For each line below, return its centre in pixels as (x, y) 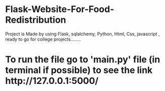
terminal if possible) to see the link (79, 70)
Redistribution (36, 20)
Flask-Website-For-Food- (60, 9)
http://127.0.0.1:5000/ (52, 81)
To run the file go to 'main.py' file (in (83, 60)
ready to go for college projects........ (43, 39)
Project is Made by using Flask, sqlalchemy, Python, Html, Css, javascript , (82, 34)
